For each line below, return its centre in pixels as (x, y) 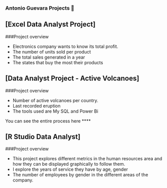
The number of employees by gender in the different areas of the (80, 175)
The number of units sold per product (52, 52)
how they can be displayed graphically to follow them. (69, 164)
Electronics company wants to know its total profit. (65, 46)
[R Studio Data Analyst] (43, 137)
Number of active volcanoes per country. (55, 100)
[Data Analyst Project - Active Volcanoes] (72, 79)
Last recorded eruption (36, 106)
